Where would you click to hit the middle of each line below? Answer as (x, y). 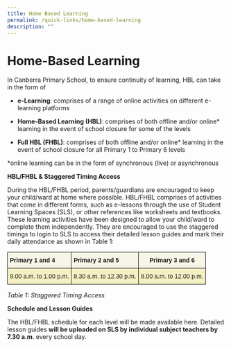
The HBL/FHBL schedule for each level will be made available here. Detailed (115, 322)
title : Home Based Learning (48, 14)
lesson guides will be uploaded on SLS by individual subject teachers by (113, 329)
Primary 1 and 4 (33, 260)
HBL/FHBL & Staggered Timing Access (64, 177)
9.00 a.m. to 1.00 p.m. (40, 277)
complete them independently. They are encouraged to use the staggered (113, 227)
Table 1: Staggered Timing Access (56, 295)
